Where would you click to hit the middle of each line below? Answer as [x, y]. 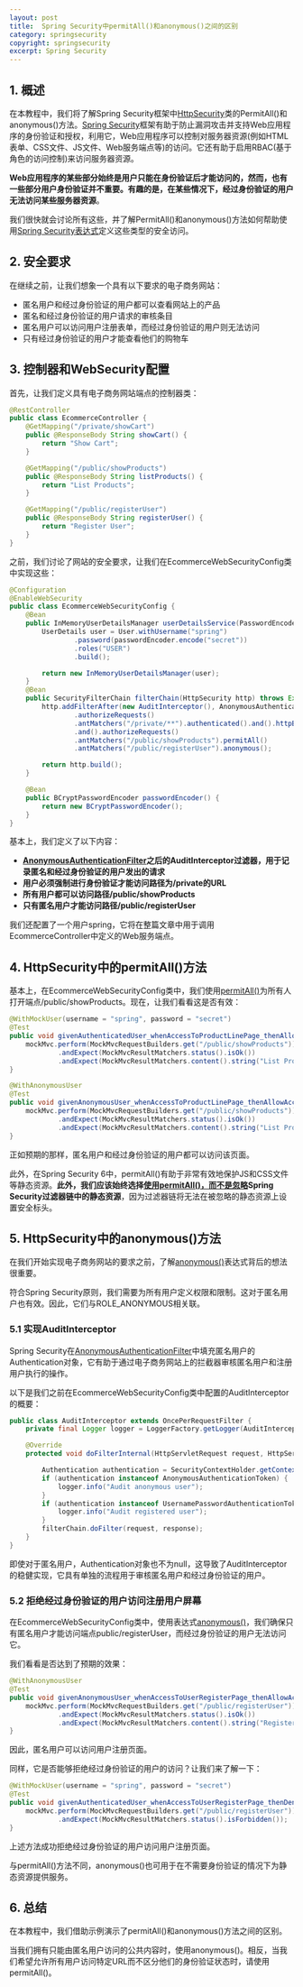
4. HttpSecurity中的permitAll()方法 [108, 967]
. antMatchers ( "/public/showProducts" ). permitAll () [171, 741]
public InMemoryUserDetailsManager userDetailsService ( [133, 623]
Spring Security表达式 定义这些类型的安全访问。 [106, 230]
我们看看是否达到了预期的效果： [69, 1664]
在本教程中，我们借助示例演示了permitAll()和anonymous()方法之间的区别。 [148, 1931]
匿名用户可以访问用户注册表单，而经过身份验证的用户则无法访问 [141, 327]
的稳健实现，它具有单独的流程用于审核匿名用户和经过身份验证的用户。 [140, 1575]
